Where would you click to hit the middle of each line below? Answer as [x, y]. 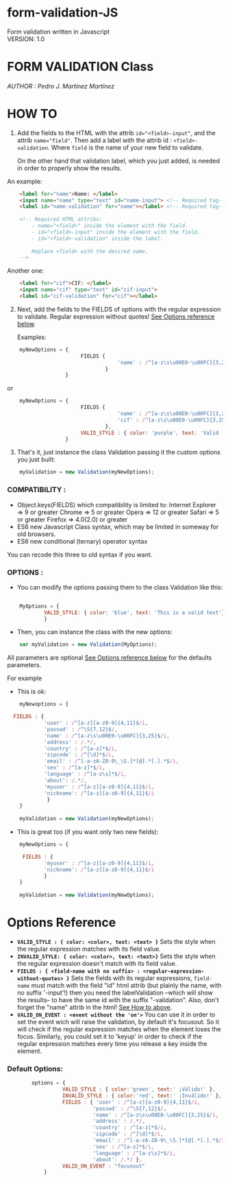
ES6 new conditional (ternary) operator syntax [82, 541]
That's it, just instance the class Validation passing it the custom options [119, 452]
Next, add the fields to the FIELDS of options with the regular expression [119, 309]
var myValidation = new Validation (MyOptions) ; [88, 645]
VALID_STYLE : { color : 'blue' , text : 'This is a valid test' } [134, 612]
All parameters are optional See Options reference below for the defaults [110, 658]
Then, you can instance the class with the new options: [94, 632]
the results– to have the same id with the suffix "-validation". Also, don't [118, 999]
